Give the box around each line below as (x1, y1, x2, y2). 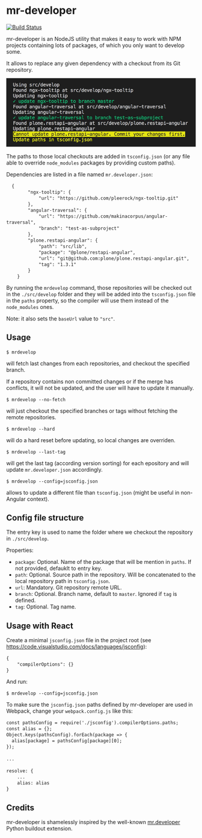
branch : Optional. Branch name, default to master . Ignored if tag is (14, 590, 177, 598)
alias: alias (17, 780, 50, 786)
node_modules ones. (6, 303, 54, 310)
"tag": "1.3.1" (38, 261, 77, 267)
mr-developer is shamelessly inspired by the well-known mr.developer (6, 819, 180, 826)
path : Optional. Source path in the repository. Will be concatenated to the (14, 571, 196, 578)
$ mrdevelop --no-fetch (6, 396, 66, 402)
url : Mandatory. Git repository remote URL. (14, 584, 122, 591)
